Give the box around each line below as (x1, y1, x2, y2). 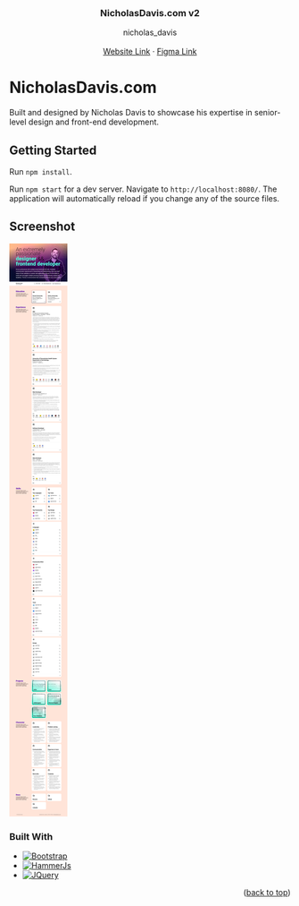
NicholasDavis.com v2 (99, 6, 201, 19)
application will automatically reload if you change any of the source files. (9, 193, 279, 204)
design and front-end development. (28, 116, 159, 127)
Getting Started (9, 142, 97, 158)
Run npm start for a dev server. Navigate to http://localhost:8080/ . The (9, 184, 278, 194)
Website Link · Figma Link (103, 47, 197, 57)
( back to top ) (243, 887, 291, 898)
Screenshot (9, 219, 76, 235)
